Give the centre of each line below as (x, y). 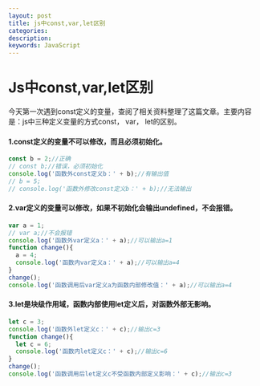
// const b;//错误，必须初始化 (56, 167)
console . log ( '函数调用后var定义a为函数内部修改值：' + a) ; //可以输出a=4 (120, 285)
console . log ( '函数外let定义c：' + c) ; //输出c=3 (84, 329)
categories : (28, 30)
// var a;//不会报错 (40, 233)
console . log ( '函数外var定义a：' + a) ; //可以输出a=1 (90, 240)
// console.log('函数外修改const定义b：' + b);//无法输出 (100, 189)
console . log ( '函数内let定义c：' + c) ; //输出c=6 (92, 351)
